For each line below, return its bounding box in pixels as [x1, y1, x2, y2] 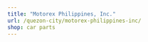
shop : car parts [7, 23, 55, 31]
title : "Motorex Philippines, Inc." [7, 10, 116, 18]
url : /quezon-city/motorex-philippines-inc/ [7, 17, 142, 24]
